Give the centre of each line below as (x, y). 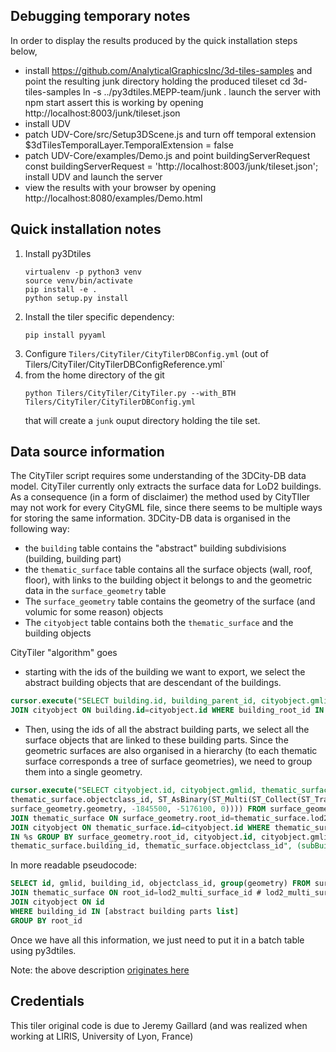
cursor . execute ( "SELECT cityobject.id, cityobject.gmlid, (133, 790)
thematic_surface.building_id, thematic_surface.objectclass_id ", (151, 846)
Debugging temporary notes (100, 16)
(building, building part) (73, 559)
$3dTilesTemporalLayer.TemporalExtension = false (129, 145)
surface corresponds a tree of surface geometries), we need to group (168, 761)
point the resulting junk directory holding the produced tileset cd (157, 81)
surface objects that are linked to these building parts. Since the (156, 740)
